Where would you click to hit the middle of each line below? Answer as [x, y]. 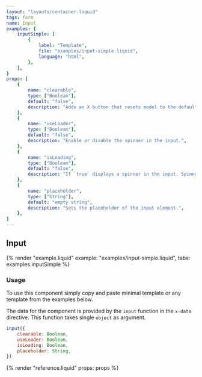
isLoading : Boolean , [43, 345]
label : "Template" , [63, 46]
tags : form [20, 17]
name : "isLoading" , [52, 157]
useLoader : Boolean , [43, 340]
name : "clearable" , [52, 90]
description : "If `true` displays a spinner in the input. [103, 174]
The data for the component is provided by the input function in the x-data [99, 311]
